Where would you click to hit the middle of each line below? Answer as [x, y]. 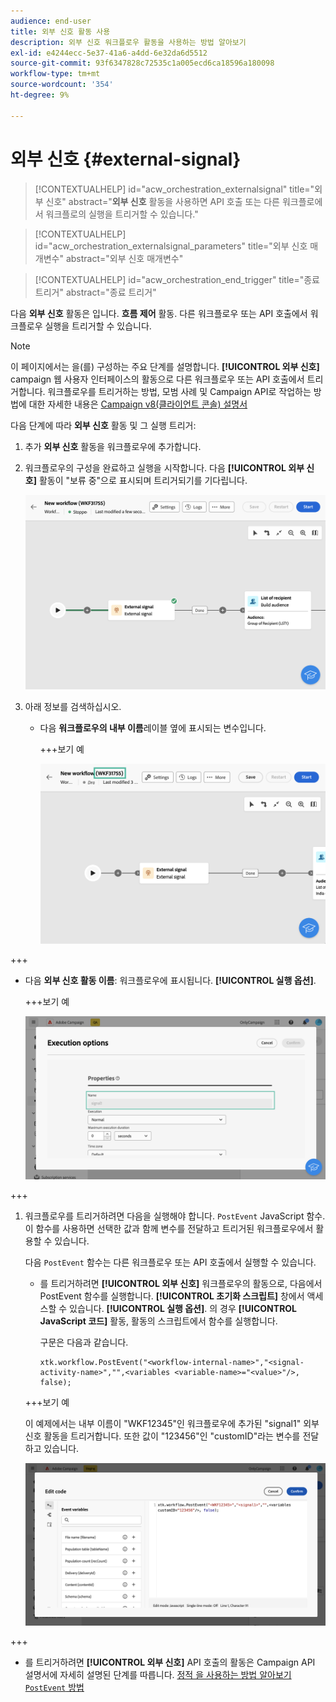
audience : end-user [51, 21]
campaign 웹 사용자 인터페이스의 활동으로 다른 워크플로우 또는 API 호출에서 [157, 379]
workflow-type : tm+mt [55, 74]
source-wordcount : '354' [62, 85]
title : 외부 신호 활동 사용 [60, 31]
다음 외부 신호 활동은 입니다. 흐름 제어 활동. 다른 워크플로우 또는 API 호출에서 [159, 313]
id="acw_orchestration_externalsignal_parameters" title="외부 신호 [171, 246]
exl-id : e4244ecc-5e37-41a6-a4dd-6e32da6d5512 [109, 53]
